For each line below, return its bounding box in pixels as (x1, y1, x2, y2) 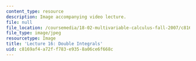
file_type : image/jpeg (6, 30, 61, 36)
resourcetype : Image (6, 35, 57, 41)
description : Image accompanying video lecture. (6, 14, 127, 20)
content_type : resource (6, 8, 64, 15)
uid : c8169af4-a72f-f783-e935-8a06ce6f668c (6, 46, 114, 52)
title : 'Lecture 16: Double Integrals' (6, 41, 103, 47)
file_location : (6, 24, 43, 31)
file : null (6, 19, 33, 25)
